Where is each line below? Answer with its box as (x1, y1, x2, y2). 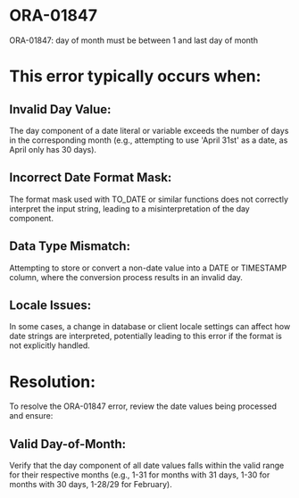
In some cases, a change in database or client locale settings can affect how (9, 321, 291, 332)
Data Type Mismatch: (9, 238, 131, 254)
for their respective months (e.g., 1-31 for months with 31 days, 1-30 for (9, 469, 270, 480)
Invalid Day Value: (9, 102, 112, 117)
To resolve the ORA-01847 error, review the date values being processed (9, 401, 278, 411)
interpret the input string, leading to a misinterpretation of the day (9, 203, 250, 214)
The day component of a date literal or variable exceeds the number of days (9, 125, 289, 136)
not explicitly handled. (9, 340, 91, 351)
